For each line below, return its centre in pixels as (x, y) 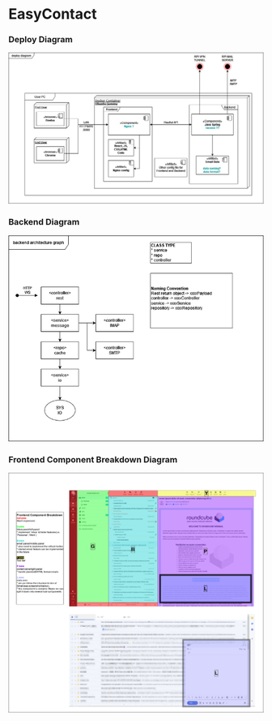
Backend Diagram (44, 222)
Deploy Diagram (40, 40)
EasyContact (53, 14)
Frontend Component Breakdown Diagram (93, 459)
